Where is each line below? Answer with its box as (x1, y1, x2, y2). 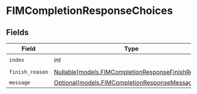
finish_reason (9, 68, 49, 75)
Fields (6, 27, 29, 37)
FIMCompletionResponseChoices (6, 4, 173, 18)
